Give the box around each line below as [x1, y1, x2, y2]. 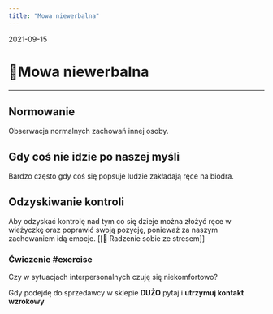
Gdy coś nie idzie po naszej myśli [8, 149, 180, 163]
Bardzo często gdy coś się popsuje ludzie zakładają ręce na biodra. [8, 171, 234, 181]
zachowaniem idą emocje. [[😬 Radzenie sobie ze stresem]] [8, 234, 206, 243]
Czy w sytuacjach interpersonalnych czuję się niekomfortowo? [8, 273, 218, 282]
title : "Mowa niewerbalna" [8, 11, 100, 20]
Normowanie [8, 105, 76, 118]
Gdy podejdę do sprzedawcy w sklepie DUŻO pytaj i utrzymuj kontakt [8, 288, 245, 298]
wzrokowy [8, 297, 45, 307]
